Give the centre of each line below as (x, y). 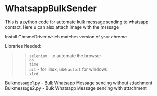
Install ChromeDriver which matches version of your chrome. (67, 37)
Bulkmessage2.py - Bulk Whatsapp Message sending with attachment (76, 88)
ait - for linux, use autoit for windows (68, 69)
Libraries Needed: (23, 46)
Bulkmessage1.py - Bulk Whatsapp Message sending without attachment (79, 83)
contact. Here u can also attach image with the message (62, 27)
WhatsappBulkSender (51, 9)
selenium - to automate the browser (65, 55)
